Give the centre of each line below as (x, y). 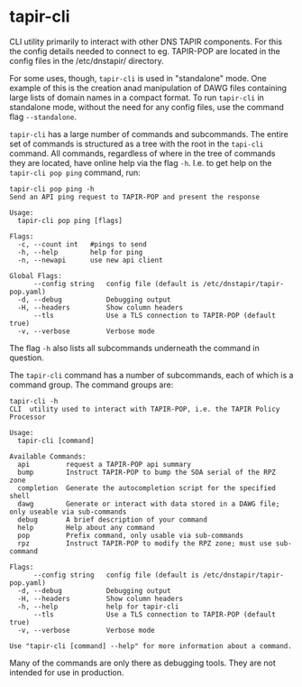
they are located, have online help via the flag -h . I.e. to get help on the (141, 162)
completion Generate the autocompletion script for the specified (147, 488)
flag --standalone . (43, 116)
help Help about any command (86, 527)
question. (27, 357)
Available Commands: (48, 456)
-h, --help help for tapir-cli (98, 607)
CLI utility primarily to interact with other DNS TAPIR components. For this (146, 42)
